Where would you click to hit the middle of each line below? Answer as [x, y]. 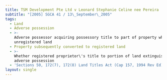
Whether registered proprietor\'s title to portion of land [78, 56]
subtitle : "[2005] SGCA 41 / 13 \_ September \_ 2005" [59, 14]
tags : [11, 19]
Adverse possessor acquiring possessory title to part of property [85, 38]
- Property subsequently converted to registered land [68, 47]
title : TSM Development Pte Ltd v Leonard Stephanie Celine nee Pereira [82, 10]
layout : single [21, 70]
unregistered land [33, 42]
